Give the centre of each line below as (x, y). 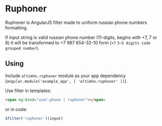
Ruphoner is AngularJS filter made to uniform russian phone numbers (76, 22)
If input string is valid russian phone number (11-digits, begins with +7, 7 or (81, 37)
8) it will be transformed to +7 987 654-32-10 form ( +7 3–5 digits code (78, 42)
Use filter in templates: (28, 91)
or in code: (16, 109)
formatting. (17, 27)
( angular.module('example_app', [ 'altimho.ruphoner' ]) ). (66, 81)
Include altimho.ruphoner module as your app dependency (65, 76)
